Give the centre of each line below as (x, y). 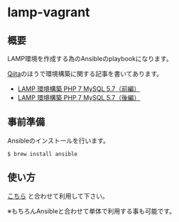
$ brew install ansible (43, 154)
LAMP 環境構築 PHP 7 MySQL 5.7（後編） (79, 98)
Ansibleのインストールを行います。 (59, 140)
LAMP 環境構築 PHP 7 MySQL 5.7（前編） (79, 89)
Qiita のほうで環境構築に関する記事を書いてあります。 (85, 74)
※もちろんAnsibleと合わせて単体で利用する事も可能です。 (92, 211)
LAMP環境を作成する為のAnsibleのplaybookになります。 (90, 59)
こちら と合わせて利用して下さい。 (58, 196)
